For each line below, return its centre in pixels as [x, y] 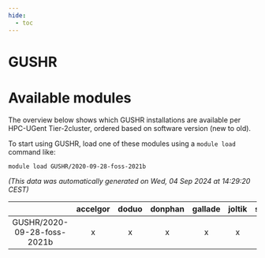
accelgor [93, 208]
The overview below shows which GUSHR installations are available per [125, 120]
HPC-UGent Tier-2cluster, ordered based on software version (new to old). [129, 128]
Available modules [70, 97]
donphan [168, 208]
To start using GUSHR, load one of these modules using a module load [122, 144]
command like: [32, 151]
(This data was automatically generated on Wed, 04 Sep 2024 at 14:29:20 [129, 181]
